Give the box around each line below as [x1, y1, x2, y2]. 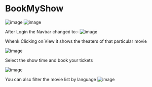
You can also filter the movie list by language [5, 76, 96, 82]
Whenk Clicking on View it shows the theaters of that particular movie [5, 38, 147, 44]
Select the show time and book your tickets [5, 57, 93, 63]
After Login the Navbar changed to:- [5, 29, 79, 34]
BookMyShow [5, 3, 64, 14]
